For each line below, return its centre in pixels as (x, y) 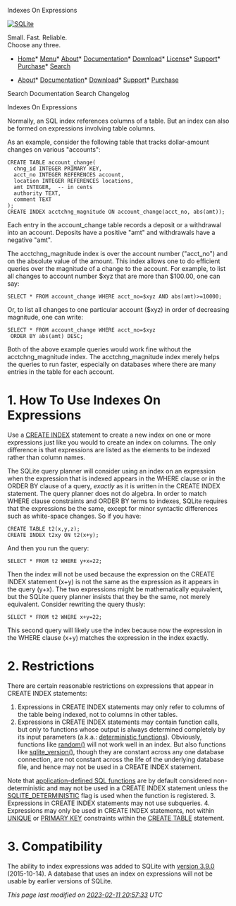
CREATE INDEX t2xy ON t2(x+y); (53, 535)
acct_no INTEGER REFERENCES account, (69, 175)
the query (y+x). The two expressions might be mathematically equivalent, (115, 589)
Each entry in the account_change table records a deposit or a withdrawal (114, 225)
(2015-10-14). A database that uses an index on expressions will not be (110, 874)
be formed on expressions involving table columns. (81, 128)
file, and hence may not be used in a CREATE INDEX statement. (110, 767)
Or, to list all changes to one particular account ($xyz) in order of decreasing (118, 309)
